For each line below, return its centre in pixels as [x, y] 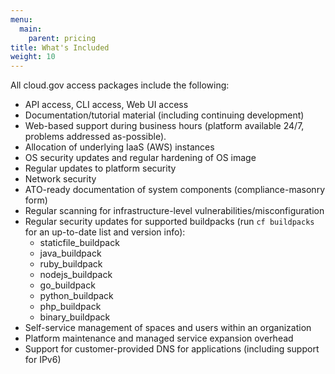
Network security [60, 179]
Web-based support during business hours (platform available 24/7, [164, 126]
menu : [21, 19]
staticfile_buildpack [79, 243]
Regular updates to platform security [100, 168]
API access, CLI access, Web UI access [106, 105]
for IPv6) [43, 360]
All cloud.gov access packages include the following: [120, 85]
